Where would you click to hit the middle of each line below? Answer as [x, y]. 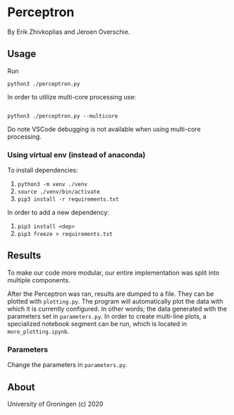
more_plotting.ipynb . [38, 331]
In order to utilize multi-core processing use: [72, 97]
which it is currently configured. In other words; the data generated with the [117, 309]
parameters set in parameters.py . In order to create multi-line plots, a [107, 316]
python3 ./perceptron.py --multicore [63, 116]
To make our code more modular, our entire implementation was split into [113, 273]
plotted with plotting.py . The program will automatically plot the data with [115, 301]
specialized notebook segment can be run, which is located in [97, 323]
